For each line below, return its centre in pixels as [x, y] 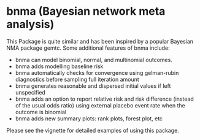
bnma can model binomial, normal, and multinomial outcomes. [94, 60]
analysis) [30, 24]
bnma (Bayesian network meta [86, 11]
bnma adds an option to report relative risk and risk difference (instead [105, 99]
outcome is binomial [40, 112]
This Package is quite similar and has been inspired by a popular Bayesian [100, 41]
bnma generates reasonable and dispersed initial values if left [93, 86]
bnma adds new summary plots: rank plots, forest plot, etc [89, 119]
